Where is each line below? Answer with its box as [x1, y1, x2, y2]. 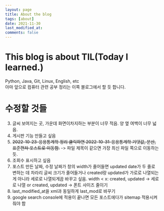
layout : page [5, 7, 32, 12]
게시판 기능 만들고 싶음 [12, 133, 56, 139]
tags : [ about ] [5, 16, 34, 21]
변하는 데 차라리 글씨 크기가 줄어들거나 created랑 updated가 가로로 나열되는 [12, 170, 159, 176]
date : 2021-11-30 [5, 21, 41, 26]
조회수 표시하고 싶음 [12, 157, 51, 163]
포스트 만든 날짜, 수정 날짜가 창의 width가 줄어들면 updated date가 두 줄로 [12, 163, 156, 169]
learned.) [5, 62, 44, 73]
